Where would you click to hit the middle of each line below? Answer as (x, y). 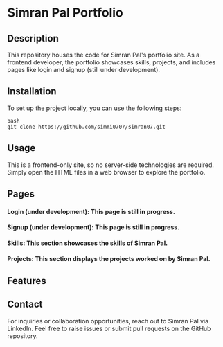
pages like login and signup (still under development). (84, 70)
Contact (25, 304)
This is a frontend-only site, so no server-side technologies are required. (111, 165)
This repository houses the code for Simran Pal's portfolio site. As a (104, 55)
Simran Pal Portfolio (65, 13)
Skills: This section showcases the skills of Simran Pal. (88, 243)
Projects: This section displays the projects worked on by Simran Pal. (109, 259)
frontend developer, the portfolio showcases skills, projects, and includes (111, 62)
